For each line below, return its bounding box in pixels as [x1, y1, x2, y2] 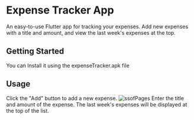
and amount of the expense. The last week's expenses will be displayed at [6, 101, 187, 108]
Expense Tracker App [6, 4, 114, 17]
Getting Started [6, 46, 64, 56]
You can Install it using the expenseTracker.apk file [6, 62, 130, 69]
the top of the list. [6, 107, 49, 114]
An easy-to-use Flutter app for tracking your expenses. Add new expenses [6, 23, 189, 30]
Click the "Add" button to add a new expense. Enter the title [6, 95, 185, 102]
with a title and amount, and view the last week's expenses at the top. [6, 29, 176, 36]
